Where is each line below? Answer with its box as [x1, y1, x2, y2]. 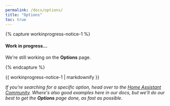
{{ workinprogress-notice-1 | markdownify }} [5, 74, 100, 80]
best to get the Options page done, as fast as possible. [5, 95, 123, 101]
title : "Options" [5, 12, 43, 17]
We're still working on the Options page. [5, 54, 91, 60]
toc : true [5, 17, 27, 22]
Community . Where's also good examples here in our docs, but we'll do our [5, 89, 165, 95]
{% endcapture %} [5, 64, 45, 70]
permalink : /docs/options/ [5, 7, 63, 13]
